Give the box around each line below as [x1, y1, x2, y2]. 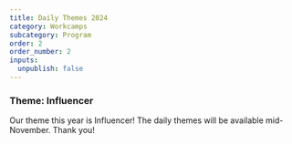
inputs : [9, 56, 39, 65]
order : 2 [9, 38, 43, 48]
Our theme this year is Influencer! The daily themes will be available [9, 115, 265, 126]
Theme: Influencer [9, 94, 94, 107]
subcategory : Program [9, 30, 92, 39]
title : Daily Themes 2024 [9, 13, 108, 23]
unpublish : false [17, 65, 84, 74]
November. [9, 125, 51, 136]
